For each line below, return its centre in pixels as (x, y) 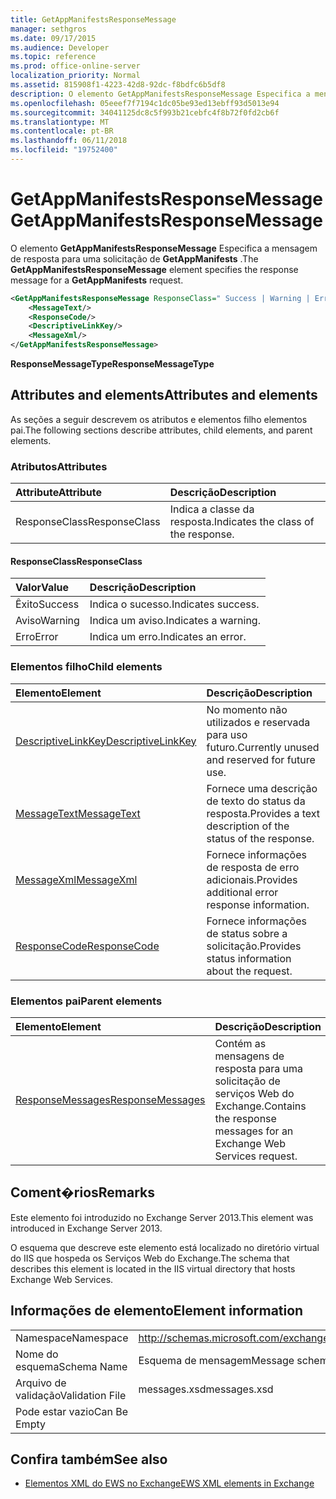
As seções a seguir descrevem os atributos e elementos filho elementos (159, 419)
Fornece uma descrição (262, 788)
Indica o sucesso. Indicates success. (174, 604)
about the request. (249, 971)
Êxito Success (47, 604)
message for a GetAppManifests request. (97, 280)
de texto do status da (256, 801)
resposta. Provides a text (263, 813)
